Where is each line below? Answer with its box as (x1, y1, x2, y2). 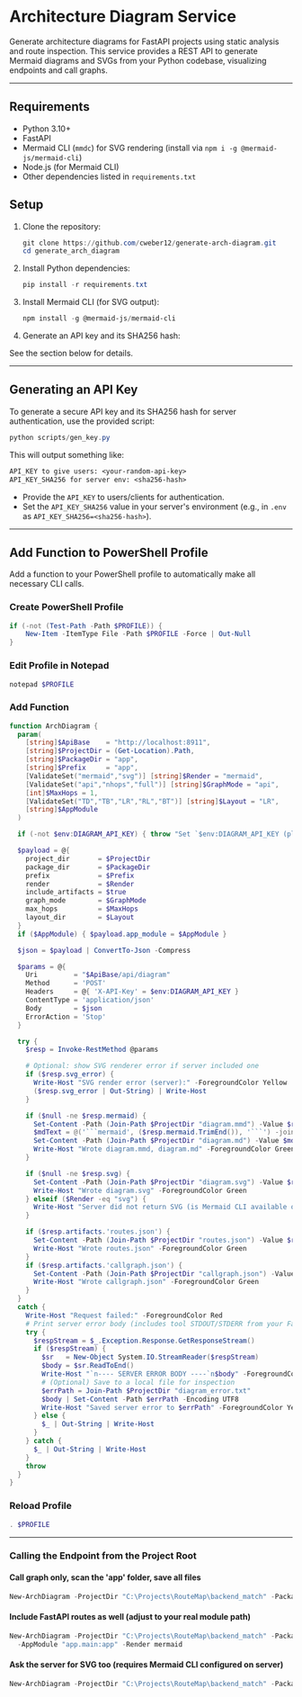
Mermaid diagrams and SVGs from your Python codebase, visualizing (9, 55, 267, 66)
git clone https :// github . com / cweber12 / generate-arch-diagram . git (22, 238, 277, 247)
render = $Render (25, 879, 135, 888)
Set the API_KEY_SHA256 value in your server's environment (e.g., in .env (22, 501, 288, 512)
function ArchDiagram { (9, 722, 99, 731)
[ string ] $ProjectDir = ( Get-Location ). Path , (25, 747, 195, 756)
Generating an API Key (9, 382, 138, 398)
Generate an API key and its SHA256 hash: (22, 330, 182, 341)
